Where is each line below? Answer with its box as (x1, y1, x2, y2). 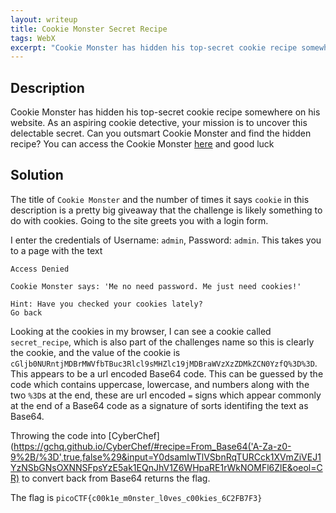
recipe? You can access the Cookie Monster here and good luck (10, 138, 275, 150)
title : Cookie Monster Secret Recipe (10, 24, 168, 34)
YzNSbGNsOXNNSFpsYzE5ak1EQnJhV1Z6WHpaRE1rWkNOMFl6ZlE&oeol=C (10, 461, 323, 473)
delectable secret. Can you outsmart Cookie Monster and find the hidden (10, 127, 312, 140)
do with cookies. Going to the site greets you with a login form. (10, 214, 269, 226)
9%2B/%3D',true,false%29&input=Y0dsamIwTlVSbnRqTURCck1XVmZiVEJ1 (10, 451, 322, 463)
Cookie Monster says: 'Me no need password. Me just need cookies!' (10, 281, 302, 291)
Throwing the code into (10, 429, 107, 441)
